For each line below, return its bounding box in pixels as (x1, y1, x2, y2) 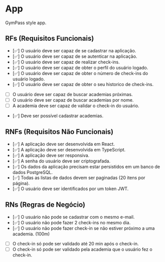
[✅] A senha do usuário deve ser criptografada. (12, 158, 111, 164)
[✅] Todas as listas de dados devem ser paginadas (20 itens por (12, 174, 145, 181)
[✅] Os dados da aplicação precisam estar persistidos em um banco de (12, 163, 160, 169)
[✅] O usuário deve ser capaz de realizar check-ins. (12, 59, 120, 65)
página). (12, 180, 30, 186)
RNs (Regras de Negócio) (5, 201, 85, 209)
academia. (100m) (12, 231, 50, 237)
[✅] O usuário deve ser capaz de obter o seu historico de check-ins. (12, 81, 154, 87)
